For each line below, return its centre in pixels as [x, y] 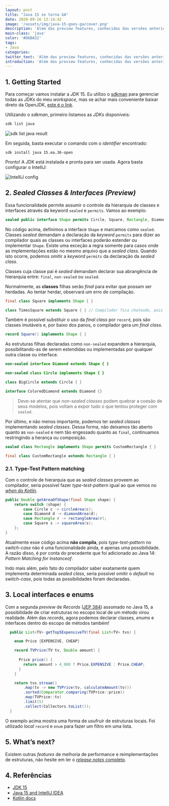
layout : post [19, 10]
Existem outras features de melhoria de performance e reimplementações [82, 754]
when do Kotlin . [21, 491]
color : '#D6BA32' [23, 38]
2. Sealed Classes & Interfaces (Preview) [71, 193]
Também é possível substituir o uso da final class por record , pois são [78, 320]
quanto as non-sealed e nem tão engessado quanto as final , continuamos [82, 432]
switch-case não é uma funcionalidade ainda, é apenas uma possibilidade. [82, 548]
